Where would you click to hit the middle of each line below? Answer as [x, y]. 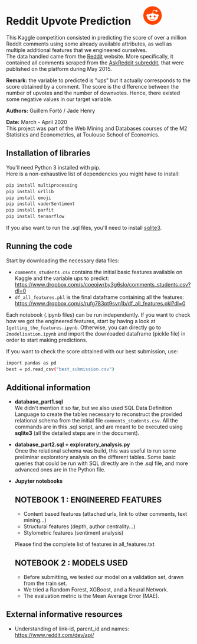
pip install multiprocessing [42, 185]
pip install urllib [30, 191]
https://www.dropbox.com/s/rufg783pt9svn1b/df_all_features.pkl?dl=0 [100, 303]
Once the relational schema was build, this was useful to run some [95, 451]
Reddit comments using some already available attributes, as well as [89, 44]
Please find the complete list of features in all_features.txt [85, 544]
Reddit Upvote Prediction [69, 21]
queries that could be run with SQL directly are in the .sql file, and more [101, 463]
